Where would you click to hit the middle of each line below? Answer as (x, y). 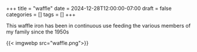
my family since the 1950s (38, 32)
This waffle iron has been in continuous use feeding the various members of (98, 26)
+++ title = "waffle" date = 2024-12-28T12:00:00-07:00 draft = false (89, 8)
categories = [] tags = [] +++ (41, 14)
